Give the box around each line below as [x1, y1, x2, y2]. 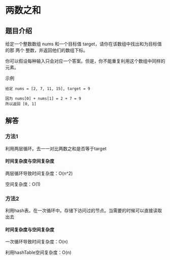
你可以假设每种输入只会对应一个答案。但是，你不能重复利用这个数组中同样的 [5, 58, 165, 64]
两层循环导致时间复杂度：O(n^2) [5, 170, 73, 176]
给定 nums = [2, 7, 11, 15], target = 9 [5, 86, 90, 91]
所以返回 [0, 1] [5, 102, 37, 107]
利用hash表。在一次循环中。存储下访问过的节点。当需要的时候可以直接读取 [5, 208, 162, 214]
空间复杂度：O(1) [5, 181, 41, 187]
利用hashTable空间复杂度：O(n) [5, 249, 72, 255]
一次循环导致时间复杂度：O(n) [5, 239, 69, 245]
